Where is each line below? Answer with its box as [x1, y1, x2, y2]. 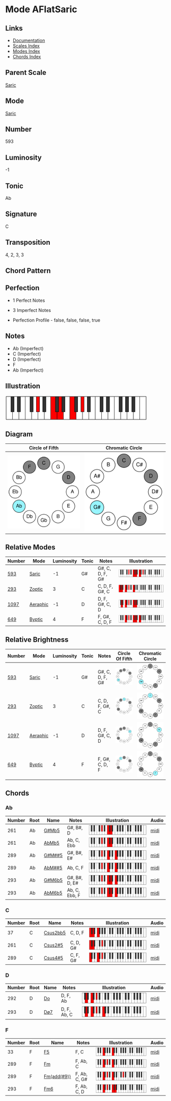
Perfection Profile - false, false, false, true [12, 317, 101, 323]
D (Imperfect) [12, 356, 41, 362]
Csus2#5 [44, 942, 64, 949]
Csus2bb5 [44, 930, 66, 936]
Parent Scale [5, 68, 47, 77]
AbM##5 [44, 865, 63, 871]
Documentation [12, 37, 45, 43]
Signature [5, 210, 37, 219]
